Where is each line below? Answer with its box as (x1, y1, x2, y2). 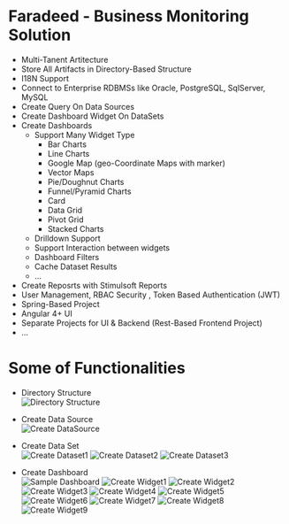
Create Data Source (20, 413, 94, 424)
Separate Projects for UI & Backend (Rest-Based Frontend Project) (20, 317, 262, 328)
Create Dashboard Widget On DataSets (20, 111, 164, 121)
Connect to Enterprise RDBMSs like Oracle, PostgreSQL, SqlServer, (20, 82, 266, 93)
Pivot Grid (47, 214, 85, 225)
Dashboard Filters (34, 251, 100, 262)
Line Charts (47, 148, 90, 158)
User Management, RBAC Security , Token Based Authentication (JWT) (20, 289, 280, 300)
